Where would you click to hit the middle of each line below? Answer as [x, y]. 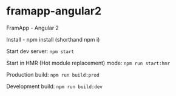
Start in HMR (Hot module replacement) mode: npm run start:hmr [88, 63]
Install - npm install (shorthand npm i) [53, 39]
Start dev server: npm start [40, 51]
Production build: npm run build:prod [53, 74]
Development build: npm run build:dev [55, 86]
